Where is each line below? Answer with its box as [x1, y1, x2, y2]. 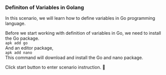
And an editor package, [5, 45, 53, 51]
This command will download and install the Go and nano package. [5, 55, 143, 61]
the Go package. [5, 35, 39, 41]
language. [5, 20, 26, 26]
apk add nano [5, 50, 32, 56]
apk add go [5, 41, 28, 46]
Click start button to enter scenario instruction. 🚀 [5, 64, 105, 71]
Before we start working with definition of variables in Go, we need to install [5, 30, 161, 36]
